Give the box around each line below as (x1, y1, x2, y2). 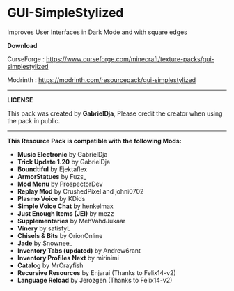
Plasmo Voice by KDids (17, 194, 86, 203)
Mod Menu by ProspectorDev (17, 180, 103, 188)
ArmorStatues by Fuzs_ (17, 172, 87, 180)
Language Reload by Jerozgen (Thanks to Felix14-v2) (17, 276, 173, 284)
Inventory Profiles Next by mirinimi (17, 253, 120, 262)
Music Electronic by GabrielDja (17, 150, 108, 158)
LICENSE (7, 95, 33, 104)
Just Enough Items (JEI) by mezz (17, 209, 114, 217)
